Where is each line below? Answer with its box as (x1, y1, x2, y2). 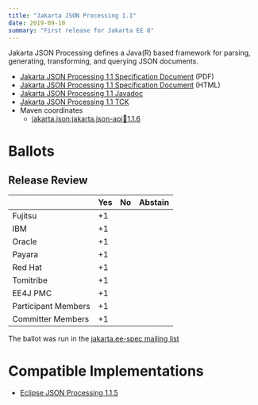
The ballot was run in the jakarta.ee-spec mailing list (8, 334, 180, 344)
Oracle (12, 236, 37, 247)
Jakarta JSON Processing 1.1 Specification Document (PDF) (19, 72, 214, 82)
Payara (12, 249, 38, 260)
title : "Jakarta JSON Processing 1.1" (8, 11, 137, 20)
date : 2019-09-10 (8, 19, 66, 27)
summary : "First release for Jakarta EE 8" (8, 26, 155, 34)
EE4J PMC (12, 287, 52, 299)
